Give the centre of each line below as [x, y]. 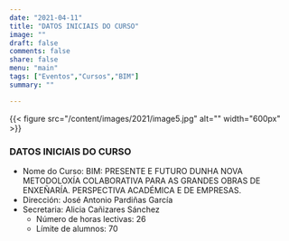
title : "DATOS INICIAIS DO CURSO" [75, 26]
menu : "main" [34, 69]
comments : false [40, 51]
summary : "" [32, 85]
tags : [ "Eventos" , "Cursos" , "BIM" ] [75, 77]
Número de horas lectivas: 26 [91, 218]
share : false [34, 60]
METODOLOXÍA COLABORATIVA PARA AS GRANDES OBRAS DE [141, 181]
